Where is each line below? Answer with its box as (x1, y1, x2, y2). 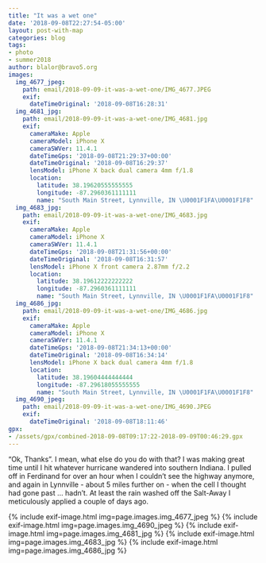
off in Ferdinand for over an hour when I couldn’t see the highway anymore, (8, 471, 255, 480)
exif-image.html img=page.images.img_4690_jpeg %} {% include (8, 520, 222, 530)
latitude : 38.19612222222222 (37, 277, 133, 286)
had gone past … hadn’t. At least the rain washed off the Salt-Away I (8, 488, 231, 497)
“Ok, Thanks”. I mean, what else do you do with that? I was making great (8, 454, 245, 464)
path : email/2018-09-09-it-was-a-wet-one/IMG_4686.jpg (22, 307, 208, 314)
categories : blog (8, 33, 66, 42)
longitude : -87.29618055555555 (37, 380, 141, 389)
